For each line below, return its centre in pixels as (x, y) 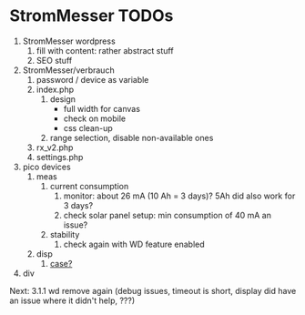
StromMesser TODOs (91, 16)
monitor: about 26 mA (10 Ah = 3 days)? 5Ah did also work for (179, 196)
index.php (55, 89)
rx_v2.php (55, 147)
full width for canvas (102, 108)
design (62, 99)
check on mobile (95, 118)
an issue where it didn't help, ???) (72, 300)
